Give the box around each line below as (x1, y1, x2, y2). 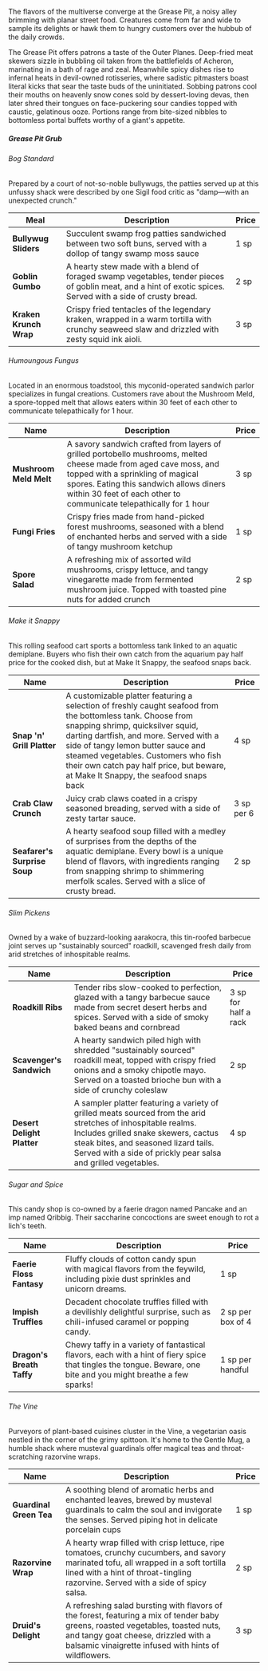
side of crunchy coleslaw (73, 1085, 168, 1096)
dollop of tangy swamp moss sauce (66, 247, 199, 258)
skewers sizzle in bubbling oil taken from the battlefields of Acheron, (8, 56, 234, 65)
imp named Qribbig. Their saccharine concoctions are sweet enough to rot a (8, 1212, 259, 1223)
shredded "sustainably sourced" (73, 1045, 195, 1056)
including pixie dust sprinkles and (65, 1274, 191, 1285)
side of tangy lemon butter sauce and (65, 739, 206, 751)
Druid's (12, 1619, 41, 1630)
